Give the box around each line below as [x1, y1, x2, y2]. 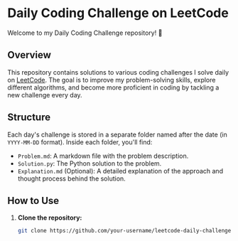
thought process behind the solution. [17, 174, 126, 183]
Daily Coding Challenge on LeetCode [7, 5, 229, 21]
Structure [7, 112, 51, 124]
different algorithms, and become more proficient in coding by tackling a [7, 83, 220, 92]
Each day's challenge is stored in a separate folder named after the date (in [7, 130, 227, 139]
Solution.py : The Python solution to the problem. [17, 159, 162, 168]
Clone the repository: [17, 213, 82, 222]
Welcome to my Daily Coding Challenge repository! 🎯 [7, 28, 163, 37]
